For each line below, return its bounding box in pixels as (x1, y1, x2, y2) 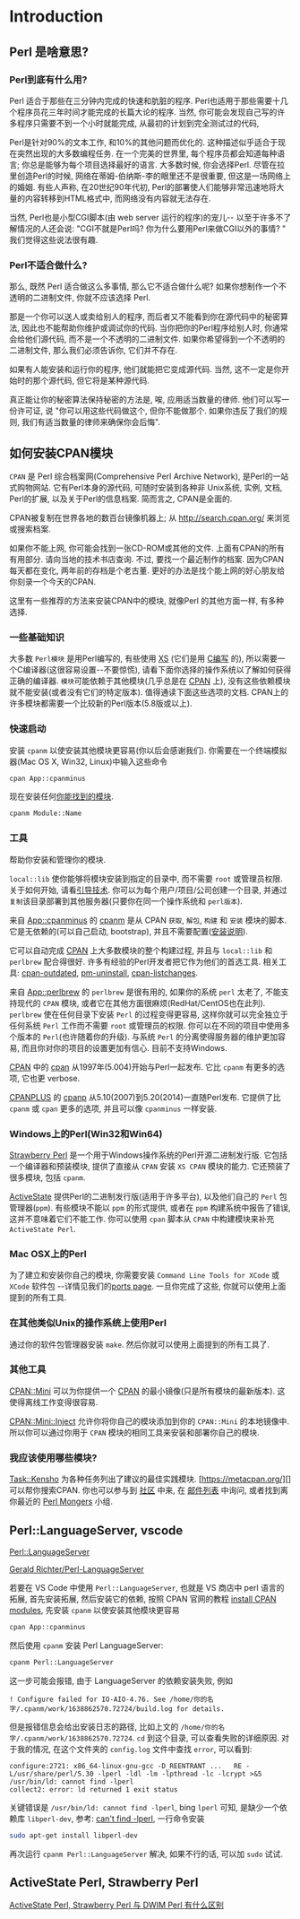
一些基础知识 (9, 630, 65, 643)
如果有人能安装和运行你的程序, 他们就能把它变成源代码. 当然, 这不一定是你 (9, 364, 282, 375)
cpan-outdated (21, 967, 77, 978)
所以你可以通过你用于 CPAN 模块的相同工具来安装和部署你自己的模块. (9, 1427, 260, 1437)
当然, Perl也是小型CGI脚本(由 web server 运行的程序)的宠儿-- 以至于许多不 (9, 212, 284, 222)
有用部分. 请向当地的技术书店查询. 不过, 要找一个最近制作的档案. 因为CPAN (9, 553, 285, 564)
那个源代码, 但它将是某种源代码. (32, 375, 150, 386)
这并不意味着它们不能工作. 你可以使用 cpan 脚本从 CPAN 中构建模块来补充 (9, 1213, 275, 1224)
